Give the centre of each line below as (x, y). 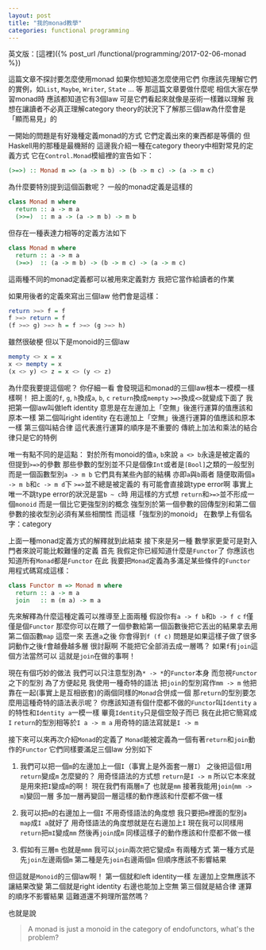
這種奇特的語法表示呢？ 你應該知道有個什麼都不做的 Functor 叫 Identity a (139, 703)
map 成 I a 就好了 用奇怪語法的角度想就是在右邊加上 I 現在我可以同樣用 (131, 823)
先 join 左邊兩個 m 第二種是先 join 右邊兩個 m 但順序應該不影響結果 (123, 859)
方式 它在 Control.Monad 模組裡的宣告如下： (85, 156)
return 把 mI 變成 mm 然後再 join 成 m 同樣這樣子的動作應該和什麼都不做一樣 (135, 833)
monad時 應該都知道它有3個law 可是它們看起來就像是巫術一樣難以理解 (130, 99)
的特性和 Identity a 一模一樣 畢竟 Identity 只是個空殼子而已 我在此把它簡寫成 (133, 712)
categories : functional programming (69, 30)
